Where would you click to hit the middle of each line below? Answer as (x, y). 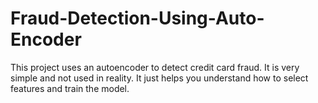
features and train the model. (70, 88)
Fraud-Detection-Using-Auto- (137, 18)
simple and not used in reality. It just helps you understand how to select (159, 78)
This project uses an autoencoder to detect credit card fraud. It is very (155, 67)
